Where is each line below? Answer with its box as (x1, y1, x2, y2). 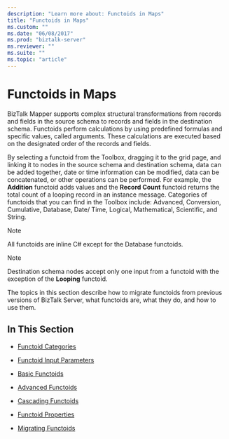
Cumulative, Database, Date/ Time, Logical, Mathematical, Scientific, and (7, 205, 218, 214)
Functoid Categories (17, 342, 76, 350)
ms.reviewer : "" (7, 43, 55, 50)
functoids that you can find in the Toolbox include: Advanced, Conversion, (7, 197, 221, 206)
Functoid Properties (17, 410, 75, 419)
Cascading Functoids (17, 396, 79, 405)
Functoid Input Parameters (17, 355, 95, 364)
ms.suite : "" (7, 50, 46, 57)
